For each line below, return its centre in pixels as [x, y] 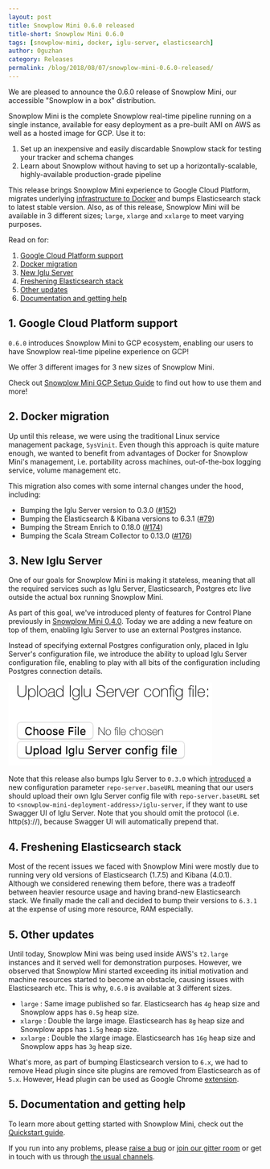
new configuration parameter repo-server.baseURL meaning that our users [131, 787]
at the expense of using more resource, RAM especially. [101, 909]
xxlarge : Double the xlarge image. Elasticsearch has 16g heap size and [137, 1038]
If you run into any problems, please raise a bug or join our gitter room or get [135, 1148]
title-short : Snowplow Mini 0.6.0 [66, 34]
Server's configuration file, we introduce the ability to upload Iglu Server [128, 654]
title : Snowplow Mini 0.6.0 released [72, 25]
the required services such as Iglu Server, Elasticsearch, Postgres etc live [130, 589]
